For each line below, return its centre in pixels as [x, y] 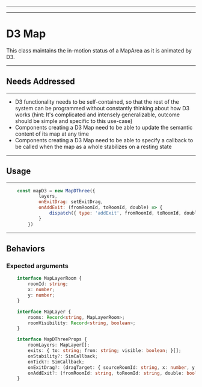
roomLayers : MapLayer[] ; [59, 345]
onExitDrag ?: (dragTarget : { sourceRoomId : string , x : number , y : [113, 367]
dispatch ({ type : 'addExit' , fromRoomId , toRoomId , [115, 213]
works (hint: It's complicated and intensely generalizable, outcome [97, 115]
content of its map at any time [52, 134]
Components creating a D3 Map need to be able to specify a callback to [104, 140]
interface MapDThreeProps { [52, 339]
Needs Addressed [41, 82]
